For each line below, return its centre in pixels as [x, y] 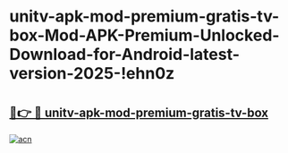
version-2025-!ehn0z [92, 74]
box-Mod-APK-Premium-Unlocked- [144, 35]
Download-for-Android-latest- [124, 55]
